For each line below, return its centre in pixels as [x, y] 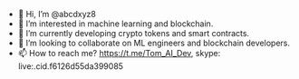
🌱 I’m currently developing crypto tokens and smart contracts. [134, 33]
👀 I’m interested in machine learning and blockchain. [116, 24]
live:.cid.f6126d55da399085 [71, 66]
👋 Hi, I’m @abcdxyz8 [57, 14]
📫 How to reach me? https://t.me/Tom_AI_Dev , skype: [119, 53]
